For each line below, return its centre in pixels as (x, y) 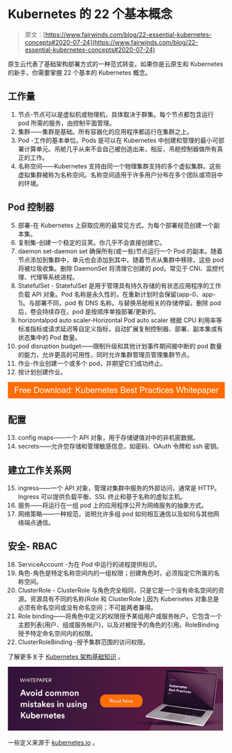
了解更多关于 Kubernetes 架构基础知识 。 (66, 656)
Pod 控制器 (31, 207)
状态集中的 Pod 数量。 (49, 337)
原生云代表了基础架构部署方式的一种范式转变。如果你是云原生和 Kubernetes (115, 63)
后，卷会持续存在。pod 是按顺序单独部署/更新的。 (89, 311)
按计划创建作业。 (42, 372)
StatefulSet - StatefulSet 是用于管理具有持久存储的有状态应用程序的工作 (119, 285)
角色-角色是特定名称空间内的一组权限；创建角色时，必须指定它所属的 (116, 573)
